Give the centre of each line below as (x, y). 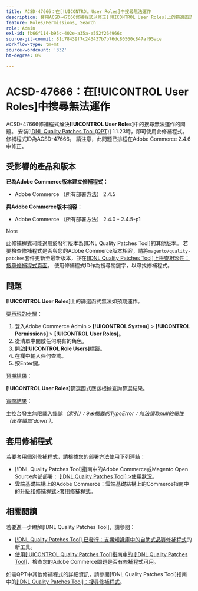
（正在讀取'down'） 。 (31, 421)
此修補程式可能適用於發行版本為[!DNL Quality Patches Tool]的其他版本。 (94, 243)
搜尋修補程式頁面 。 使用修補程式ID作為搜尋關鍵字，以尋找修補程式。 (89, 266)
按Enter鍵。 (29, 363)
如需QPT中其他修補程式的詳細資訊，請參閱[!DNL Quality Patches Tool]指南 (97, 574)
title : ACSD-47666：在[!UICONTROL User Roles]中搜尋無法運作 (79, 12)
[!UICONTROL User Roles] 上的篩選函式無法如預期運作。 (75, 301)
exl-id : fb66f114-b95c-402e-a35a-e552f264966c (64, 34)
